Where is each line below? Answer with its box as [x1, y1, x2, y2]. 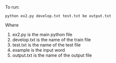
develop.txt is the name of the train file [12, 37, 91, 42]
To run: [5, 4, 20, 10]
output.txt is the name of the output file [12, 52, 92, 58]
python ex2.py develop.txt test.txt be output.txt [5, 14, 112, 19]
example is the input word [12, 47, 65, 53]
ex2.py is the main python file [12, 32, 73, 37]
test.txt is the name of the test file [12, 42, 81, 48]
